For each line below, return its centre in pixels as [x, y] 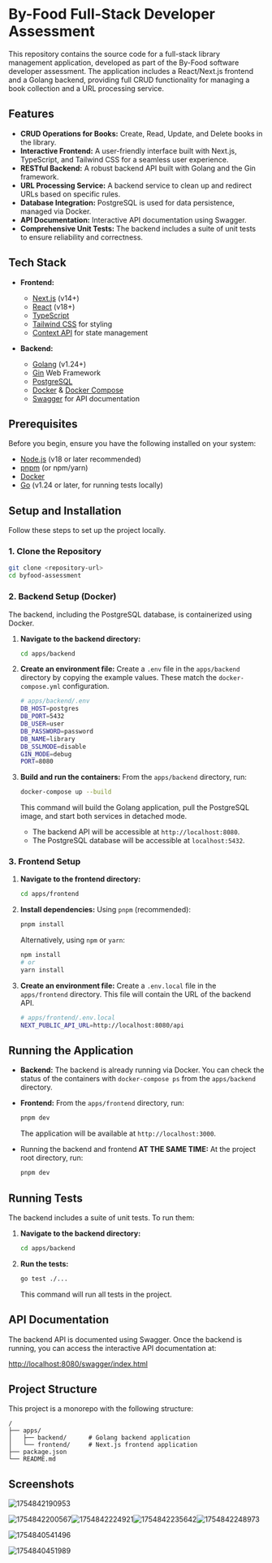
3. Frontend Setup [45, 862]
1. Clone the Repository [55, 552]
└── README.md [32, 1459]
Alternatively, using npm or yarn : [73, 940]
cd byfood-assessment [45, 576]
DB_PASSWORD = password [56, 731]
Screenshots [41, 1484]
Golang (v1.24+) [59, 364]
